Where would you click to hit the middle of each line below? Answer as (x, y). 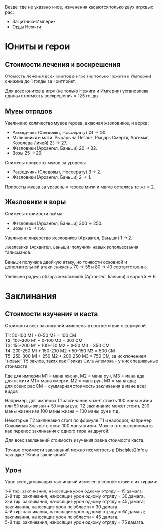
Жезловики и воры (36, 202)
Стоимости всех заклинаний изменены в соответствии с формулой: (76, 325)
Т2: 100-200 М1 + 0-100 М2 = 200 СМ (44, 340)
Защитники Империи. (35, 22)
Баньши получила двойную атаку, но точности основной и (66, 262)
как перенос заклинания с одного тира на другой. (57, 431)
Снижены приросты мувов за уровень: (45, 162)
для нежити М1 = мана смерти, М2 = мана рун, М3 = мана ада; (71, 381)
